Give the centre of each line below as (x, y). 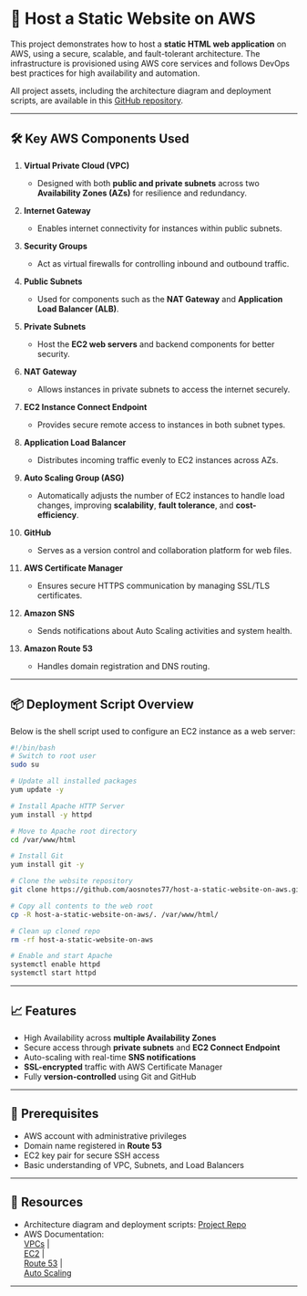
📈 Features (43, 1012)
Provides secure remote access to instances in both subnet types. (161, 425)
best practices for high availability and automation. (105, 73)
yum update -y (37, 790)
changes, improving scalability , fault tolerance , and (135, 505)
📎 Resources (47, 1202)
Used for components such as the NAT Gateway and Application (160, 299)
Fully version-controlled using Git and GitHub (110, 1076)
